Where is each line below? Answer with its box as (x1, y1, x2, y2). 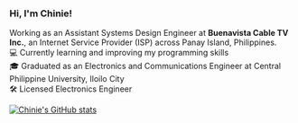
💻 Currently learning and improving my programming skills (9, 48, 229, 58)
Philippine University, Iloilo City (9, 74, 125, 84)
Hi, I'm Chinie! (9, 7, 73, 20)
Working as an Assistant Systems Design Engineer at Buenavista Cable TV (9, 28, 289, 39)
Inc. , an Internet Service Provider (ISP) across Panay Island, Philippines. (9, 37, 277, 48)
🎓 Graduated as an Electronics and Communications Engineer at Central (9, 61, 282, 72)
